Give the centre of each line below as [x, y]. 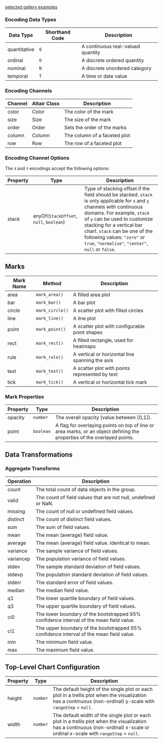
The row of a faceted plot [93, 143]
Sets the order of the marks [96, 127]
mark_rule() [49, 357]
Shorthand [58, 32]
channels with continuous [114, 207]
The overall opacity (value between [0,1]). [103, 417]
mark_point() [51, 329]
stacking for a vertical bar [114, 225]
